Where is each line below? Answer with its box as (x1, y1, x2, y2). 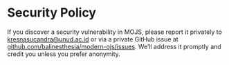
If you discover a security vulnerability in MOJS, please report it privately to (7, 28, 223, 36)
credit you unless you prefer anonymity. (7, 50, 121, 58)
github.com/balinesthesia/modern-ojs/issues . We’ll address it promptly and (7, 42, 221, 50)
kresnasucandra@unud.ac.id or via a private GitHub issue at (7, 35, 178, 43)
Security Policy (7, 5, 97, 21)
